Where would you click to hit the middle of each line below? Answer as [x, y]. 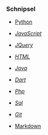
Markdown [28, 126]
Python [23, 22]
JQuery [24, 45]
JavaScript [28, 33]
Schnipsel [21, 9]
